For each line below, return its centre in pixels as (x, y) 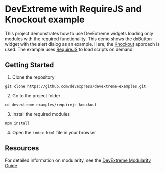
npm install (17, 123)
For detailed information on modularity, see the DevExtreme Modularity (78, 160)
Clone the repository (33, 77)
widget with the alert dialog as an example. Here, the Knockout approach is (82, 44)
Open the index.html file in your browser (54, 132)
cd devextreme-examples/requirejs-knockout (51, 105)
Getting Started (30, 65)
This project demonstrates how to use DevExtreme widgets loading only (79, 33)
